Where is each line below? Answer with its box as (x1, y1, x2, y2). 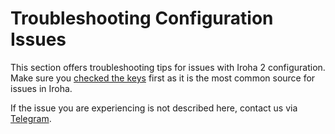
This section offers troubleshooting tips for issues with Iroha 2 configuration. (10, 61, 326, 73)
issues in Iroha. (10, 82, 73, 94)
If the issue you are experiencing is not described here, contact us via (10, 102, 298, 114)
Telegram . (10, 112, 52, 124)
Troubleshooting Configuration (10, 7, 274, 30)
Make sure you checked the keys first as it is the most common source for (10, 72, 316, 84)
